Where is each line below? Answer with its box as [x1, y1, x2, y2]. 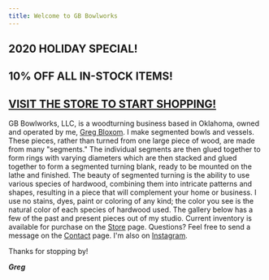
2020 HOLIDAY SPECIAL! [8, 42, 138, 56]
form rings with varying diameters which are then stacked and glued [8, 153, 237, 163]
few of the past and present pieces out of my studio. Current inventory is [8, 213, 252, 223]
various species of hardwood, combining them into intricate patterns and [8, 179, 253, 189]
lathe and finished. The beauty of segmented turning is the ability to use [8, 170, 250, 180]
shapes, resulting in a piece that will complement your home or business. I [8, 187, 257, 197]
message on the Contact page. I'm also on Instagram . [8, 230, 189, 240]
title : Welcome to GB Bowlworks [8, 11, 118, 20]
